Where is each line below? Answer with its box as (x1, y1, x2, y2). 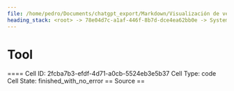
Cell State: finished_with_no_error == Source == (7, 77, 145, 85)
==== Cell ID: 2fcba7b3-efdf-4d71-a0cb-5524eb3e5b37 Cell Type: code (7, 69, 217, 78)
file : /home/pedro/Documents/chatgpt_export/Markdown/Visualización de (7, 10, 219, 17)
